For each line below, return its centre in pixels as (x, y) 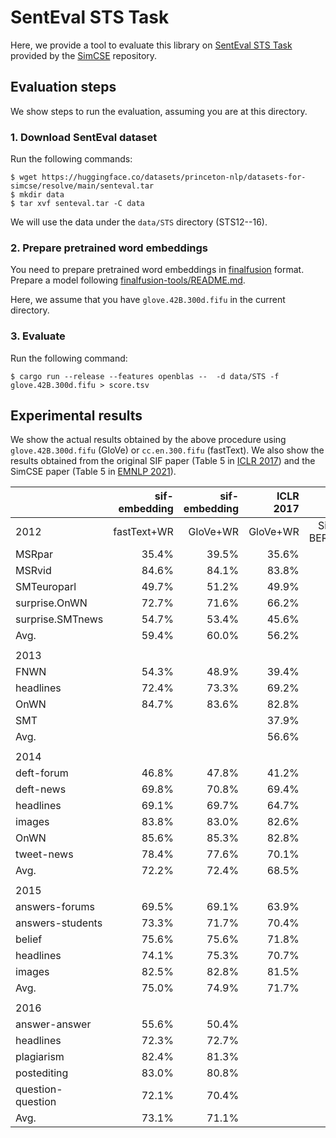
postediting (42, 1073)
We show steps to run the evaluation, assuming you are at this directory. (159, 111)
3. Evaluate (38, 336)
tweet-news (44, 854)
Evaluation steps (63, 87)
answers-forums (55, 907)
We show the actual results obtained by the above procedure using (148, 440)
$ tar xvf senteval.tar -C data (77, 204)
